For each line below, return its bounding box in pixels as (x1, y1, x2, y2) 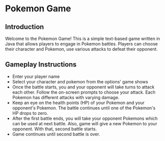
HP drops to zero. (12, 110, 48, 116)
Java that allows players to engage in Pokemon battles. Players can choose (5, 41, 158, 47)
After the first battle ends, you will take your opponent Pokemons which (12, 115, 158, 121)
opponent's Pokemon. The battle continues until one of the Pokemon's (12, 105, 156, 111)
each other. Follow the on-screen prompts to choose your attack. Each (12, 89, 156, 95)
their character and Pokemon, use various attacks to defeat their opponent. (5, 46, 158, 52)
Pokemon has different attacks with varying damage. (12, 94, 120, 100)
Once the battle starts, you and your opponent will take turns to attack (12, 84, 155, 90)
